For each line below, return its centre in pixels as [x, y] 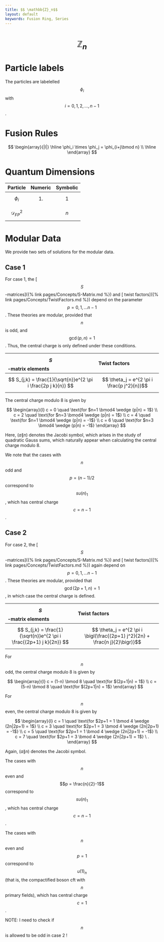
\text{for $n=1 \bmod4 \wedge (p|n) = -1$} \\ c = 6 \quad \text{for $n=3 [82, 420]
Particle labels [35, 68]
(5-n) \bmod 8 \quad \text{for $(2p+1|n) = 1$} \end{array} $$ [82, 686]
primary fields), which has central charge [46, 895]
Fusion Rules [32, 133]
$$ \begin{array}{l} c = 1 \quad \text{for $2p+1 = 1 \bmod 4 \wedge [82, 721]
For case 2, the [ [21, 545]
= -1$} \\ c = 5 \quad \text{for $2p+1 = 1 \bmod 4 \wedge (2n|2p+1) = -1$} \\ [82, 731]
